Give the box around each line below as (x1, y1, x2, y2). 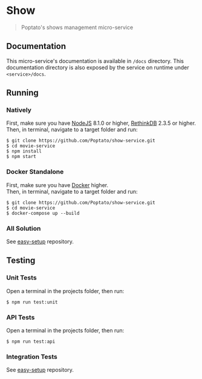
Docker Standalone (6, 168, 64, 176)
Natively (6, 106, 32, 114)
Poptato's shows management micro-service (21, 24, 134, 31)
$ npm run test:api (6, 338, 56, 345)
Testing (6, 255, 36, 266)
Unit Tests (6, 274, 37, 282)
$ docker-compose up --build (6, 210, 80, 216)
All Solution (6, 224, 41, 232)
